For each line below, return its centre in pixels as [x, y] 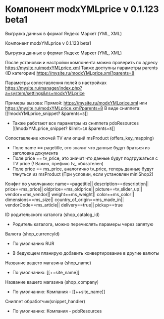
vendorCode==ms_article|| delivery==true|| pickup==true [64, 205]
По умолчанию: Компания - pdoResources [57, 311]
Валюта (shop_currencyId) [32, 234]
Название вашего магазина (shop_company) [52, 282]
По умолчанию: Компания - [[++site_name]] [59, 292]
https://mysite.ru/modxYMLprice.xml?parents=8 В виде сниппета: [73, 108]
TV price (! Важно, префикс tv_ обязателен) [58, 163]
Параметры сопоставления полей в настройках [56, 83]
